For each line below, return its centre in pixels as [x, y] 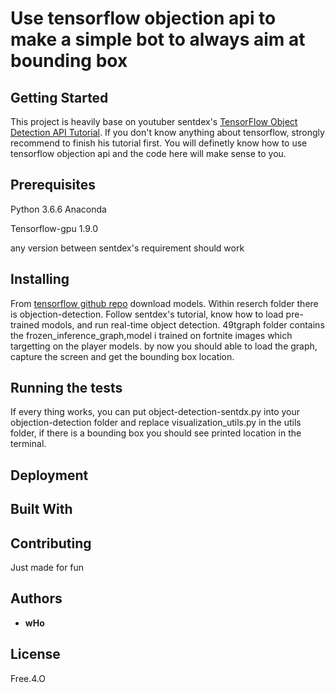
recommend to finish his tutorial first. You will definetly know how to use [159, 143]
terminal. [28, 444]
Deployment [49, 475]
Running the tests [66, 388]
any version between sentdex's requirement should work [127, 248]
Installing [40, 279]
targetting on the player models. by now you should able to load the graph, [164, 346]
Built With [41, 509]
